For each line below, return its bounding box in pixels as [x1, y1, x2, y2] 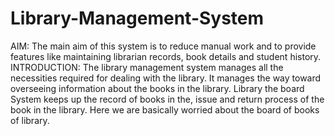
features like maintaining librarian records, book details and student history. [10, 50, 322, 62]
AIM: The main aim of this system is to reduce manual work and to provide [10, 40, 317, 52]
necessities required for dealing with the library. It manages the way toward [10, 72, 322, 84]
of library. [10, 114, 50, 126]
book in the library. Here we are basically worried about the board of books [10, 103, 320, 116]
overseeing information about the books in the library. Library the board [10, 82, 305, 94]
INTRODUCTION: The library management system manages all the [10, 61, 284, 73]
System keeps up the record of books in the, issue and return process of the [10, 93, 325, 105]
